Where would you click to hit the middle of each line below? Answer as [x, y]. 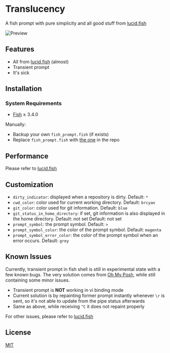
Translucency [35, 9]
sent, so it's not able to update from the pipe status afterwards [79, 301]
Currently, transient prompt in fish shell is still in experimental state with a [83, 269]
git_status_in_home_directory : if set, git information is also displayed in [89, 213]
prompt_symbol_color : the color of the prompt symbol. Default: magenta [87, 230]
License [18, 333]
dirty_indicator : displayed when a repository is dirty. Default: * [80, 197]
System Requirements [34, 103]
